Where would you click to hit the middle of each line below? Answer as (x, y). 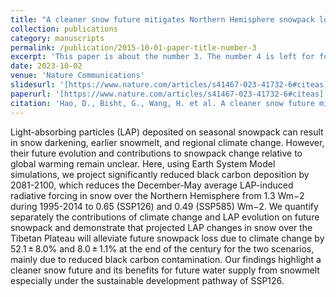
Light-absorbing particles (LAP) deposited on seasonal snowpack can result (167, 132)
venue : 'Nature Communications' (77, 76)
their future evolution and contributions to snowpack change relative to (156, 153)
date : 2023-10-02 (46, 66)
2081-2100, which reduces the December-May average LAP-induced (152, 185)
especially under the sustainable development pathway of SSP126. (147, 280)
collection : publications (64, 29)
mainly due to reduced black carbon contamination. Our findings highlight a (166, 259)
